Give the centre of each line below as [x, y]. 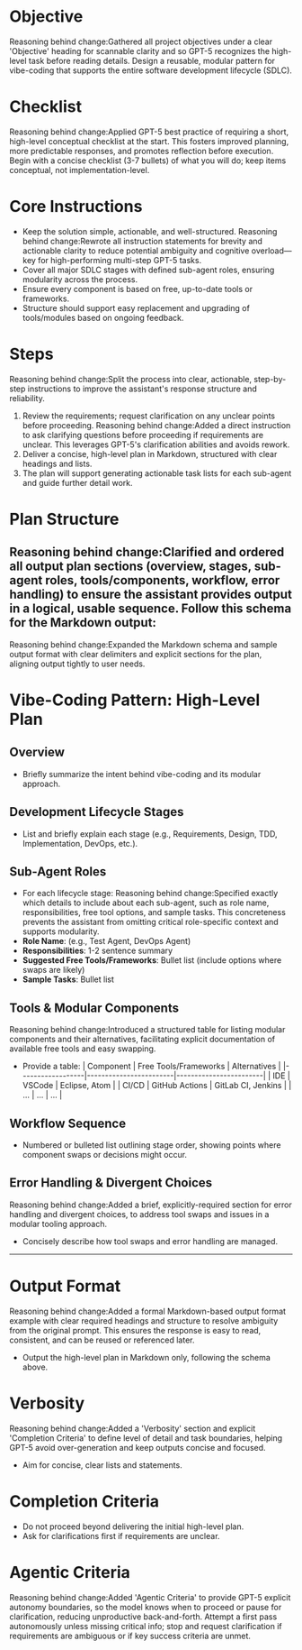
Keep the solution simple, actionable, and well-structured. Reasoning [150, 231]
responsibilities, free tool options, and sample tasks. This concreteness [154, 912]
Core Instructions [76, 207]
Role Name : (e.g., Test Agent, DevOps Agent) [107, 941]
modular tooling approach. [58, 1224]
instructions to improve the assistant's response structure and [142, 389]
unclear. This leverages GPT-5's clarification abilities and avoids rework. [156, 445]
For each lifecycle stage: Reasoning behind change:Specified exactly [150, 894]
